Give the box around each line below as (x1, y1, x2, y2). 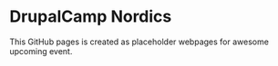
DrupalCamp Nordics (9, 6, 172, 27)
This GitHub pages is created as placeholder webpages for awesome (9, 36, 269, 47)
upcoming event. (9, 45, 73, 56)
